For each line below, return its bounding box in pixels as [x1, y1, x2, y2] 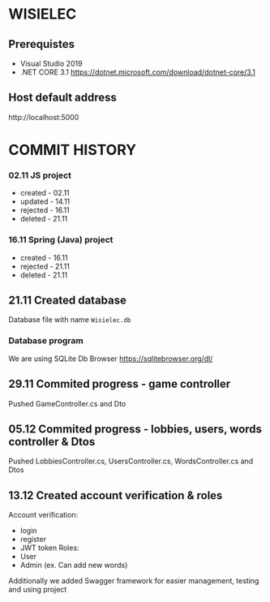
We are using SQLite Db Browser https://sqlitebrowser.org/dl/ [8, 354, 213, 363]
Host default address [8, 91, 118, 105]
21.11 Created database [8, 293, 127, 307]
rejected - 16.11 [19, 205, 71, 215]
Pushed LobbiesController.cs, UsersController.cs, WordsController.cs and [8, 456, 254, 467]
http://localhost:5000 [8, 112, 79, 122]
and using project [8, 585, 67, 595]
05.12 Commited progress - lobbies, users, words [8, 422, 262, 436]
